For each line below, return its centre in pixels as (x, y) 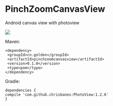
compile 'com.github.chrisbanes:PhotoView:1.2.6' (57, 95)
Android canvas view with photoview (42, 23)
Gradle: (13, 81)
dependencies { (21, 90)
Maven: (13, 41)
